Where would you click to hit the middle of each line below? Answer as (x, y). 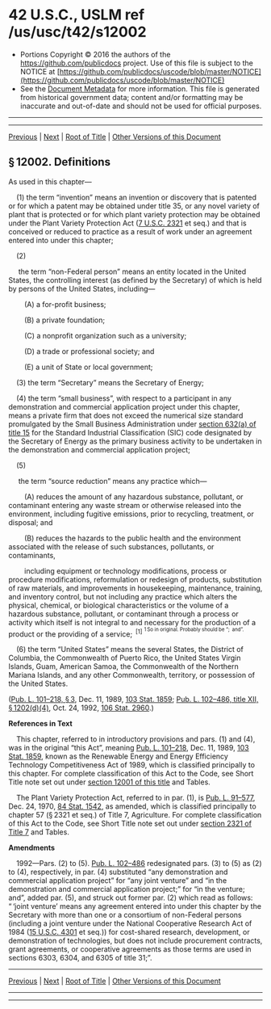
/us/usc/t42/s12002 (77, 32)
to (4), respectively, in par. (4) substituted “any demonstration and (118, 872)
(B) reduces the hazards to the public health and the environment (132, 538)
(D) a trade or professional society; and (89, 351)
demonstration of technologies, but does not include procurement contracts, (135, 941)
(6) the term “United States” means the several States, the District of (130, 650)
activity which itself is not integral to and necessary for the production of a (132, 622)
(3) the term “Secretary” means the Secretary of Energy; (110, 382)
